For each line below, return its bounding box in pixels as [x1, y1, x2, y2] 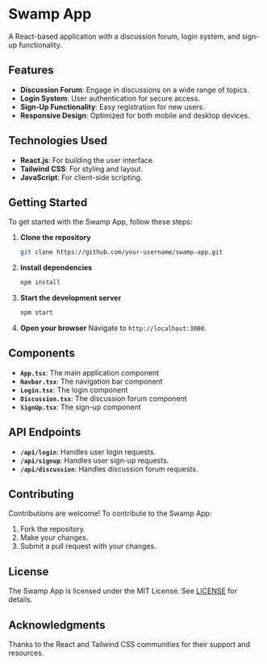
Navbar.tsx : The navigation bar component [19, 376, 163, 386]
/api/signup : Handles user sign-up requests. [19, 455, 169, 465]
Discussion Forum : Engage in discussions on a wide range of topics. [19, 85, 250, 94]
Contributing [8, 488, 74, 501]
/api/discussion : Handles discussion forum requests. [19, 464, 198, 474]
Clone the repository [19, 233, 91, 243]
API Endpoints [8, 425, 81, 439]
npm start [19, 309, 54, 317]
